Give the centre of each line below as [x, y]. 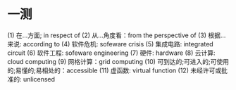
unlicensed [39, 79]
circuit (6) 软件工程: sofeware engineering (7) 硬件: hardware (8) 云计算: [112, 53]
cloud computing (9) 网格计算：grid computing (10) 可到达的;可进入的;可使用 [118, 61]
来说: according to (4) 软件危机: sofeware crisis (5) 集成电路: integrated [110, 44]
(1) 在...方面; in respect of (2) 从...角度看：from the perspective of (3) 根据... [117, 35]
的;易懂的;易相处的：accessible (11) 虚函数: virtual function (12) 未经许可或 [114, 70]
